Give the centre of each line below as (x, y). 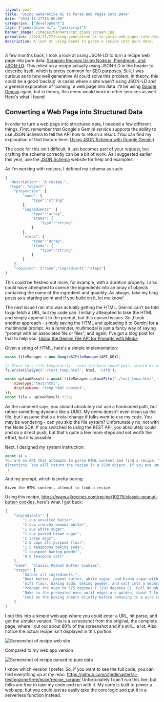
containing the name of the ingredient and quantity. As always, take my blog (82, 292)
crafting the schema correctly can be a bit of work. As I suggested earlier (79, 154)
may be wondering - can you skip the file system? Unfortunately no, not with (82, 422)
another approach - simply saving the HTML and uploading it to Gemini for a (82, 323)
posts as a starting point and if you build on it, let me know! (64, 298)
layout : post (18, 10)
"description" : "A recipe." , (39, 182)
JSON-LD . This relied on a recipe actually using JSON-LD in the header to (79, 65)
